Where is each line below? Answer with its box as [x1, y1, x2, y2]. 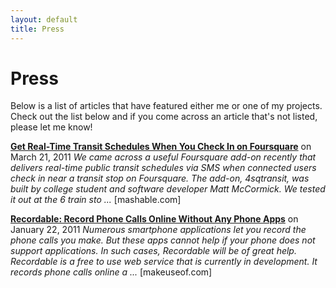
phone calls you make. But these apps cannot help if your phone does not [10, 234, 316, 246]
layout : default [10, 14, 78, 25]
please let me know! [10, 121, 93, 133]
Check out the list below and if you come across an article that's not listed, [10, 111, 318, 123]
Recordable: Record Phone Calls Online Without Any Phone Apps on [10, 213, 299, 225]
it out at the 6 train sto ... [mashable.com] [10, 194, 182, 206]
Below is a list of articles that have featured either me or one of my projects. [10, 100, 323, 112]
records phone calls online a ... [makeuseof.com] [10, 266, 213, 278]
